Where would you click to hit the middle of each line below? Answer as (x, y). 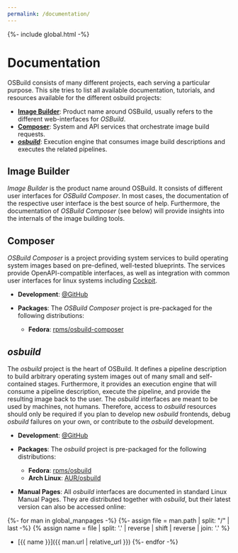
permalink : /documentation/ (49, 14)
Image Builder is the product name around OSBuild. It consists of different (115, 188)
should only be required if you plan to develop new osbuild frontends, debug (119, 414)
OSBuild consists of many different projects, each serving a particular (109, 82)
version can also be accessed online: (72, 507)
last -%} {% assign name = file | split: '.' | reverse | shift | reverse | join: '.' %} (119, 528)
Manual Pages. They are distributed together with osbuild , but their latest (124, 499)
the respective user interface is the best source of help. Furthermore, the (114, 204)
